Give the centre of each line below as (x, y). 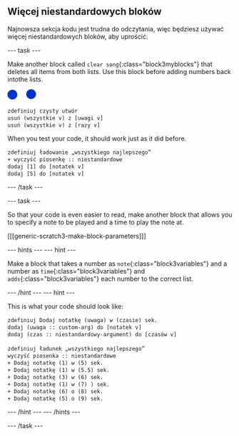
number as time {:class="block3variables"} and (76, 271)
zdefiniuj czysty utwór (43, 111)
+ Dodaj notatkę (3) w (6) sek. (55, 377)
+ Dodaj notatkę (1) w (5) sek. (55, 363)
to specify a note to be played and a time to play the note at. (96, 222)
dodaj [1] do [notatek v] (46, 167)
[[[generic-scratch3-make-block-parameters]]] (77, 236)
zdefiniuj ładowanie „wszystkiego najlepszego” (80, 152)
